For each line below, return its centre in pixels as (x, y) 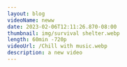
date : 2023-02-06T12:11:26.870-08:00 (62, 27)
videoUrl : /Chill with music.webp (58, 46)
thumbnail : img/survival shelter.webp (63, 33)
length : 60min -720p (37, 40)
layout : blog (26, 14)
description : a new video (45, 53)
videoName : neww (31, 20)
